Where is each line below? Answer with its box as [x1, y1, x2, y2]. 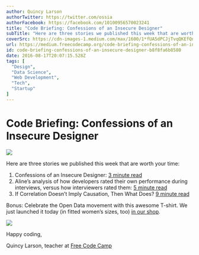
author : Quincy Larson [6, 8, 62, 15]
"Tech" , [11, 80, 31, 86]
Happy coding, [6, 230, 43, 237]
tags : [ [6, 58, 25, 64]
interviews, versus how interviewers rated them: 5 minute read [14, 184, 168, 191]
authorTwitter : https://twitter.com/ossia [6, 14, 113, 20]
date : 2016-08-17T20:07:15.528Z [6, 53, 86, 59]
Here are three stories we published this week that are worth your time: [6, 160, 179, 167]
